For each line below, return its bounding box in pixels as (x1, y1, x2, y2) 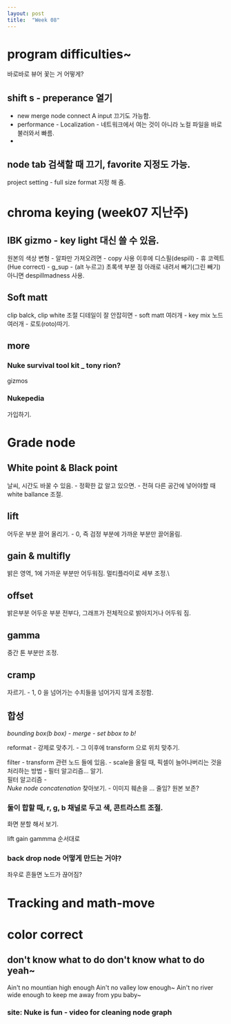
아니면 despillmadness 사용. (7, 271, 85, 280)
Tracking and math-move (7, 895, 155, 911)
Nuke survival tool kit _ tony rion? (7, 360, 121, 370)
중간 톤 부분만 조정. (7, 648, 59, 657)
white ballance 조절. (7, 490, 63, 498)
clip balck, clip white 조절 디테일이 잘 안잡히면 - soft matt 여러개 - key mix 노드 (7, 311, 223, 319)
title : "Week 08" (7, 17, 60, 23)
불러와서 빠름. (17, 129, 55, 137)
